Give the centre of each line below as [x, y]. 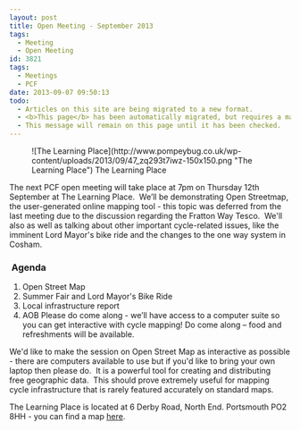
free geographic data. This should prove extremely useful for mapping [139, 380]
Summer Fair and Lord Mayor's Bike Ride [97, 297]
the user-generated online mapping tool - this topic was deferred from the [146, 206]
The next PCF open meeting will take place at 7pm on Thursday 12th [134, 187]
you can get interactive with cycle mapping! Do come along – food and [152, 325]
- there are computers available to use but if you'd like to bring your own [142, 361]
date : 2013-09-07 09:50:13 [59, 92]
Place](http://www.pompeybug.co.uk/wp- [165, 151]
